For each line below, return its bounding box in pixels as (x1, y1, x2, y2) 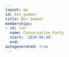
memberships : (5, 21, 33, 26)
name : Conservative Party (10, 30, 64, 35)
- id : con (5, 26, 26, 31)
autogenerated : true (5, 44, 49, 49)
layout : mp (5, 7, 28, 12)
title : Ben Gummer (5, 16, 44, 21)
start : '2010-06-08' (10, 35, 53, 40)
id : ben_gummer (5, 12, 37, 17)
